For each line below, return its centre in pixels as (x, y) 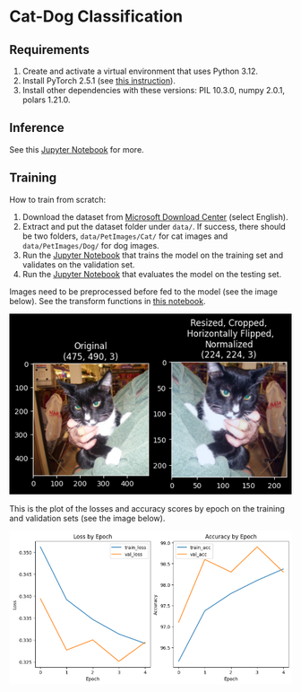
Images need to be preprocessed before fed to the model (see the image (143, 291)
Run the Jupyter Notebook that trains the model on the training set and (153, 255)
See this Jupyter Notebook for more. (77, 149)
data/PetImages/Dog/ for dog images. (90, 245)
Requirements (49, 50)
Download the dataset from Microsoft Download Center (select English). (155, 216)
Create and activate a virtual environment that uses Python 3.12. (140, 71)
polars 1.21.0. (46, 100)
